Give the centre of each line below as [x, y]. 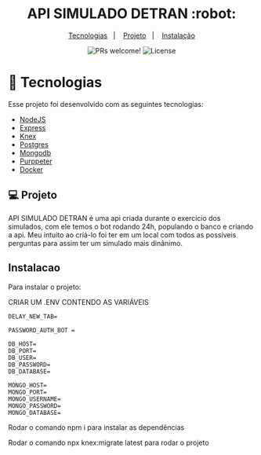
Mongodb [35, 152]
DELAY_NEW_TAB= [33, 316]
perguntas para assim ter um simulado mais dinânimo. [95, 243]
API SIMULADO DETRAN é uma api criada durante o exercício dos [114, 218]
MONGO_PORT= [27, 392]
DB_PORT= [22, 350]
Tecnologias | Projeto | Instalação [132, 35]
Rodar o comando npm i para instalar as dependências [96, 427]
